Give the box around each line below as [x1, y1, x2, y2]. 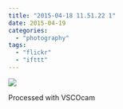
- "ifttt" [15, 56, 48, 64]
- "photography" [15, 33, 69, 42]
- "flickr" [15, 49, 52, 56]
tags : [8, 41, 26, 49]
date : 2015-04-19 [8, 19, 66, 27]
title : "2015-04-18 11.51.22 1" [8, 11, 116, 20]
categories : [8, 26, 48, 34]
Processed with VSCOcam [8, 92, 96, 102]
